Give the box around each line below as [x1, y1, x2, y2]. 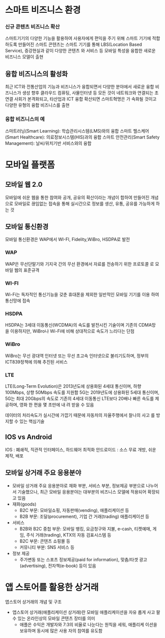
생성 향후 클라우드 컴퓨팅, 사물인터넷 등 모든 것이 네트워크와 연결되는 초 [22, 90, 159, 96]
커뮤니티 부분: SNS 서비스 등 [19, 544, 75, 550]
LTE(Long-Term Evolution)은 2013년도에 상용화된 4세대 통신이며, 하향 [5, 383, 141, 389]
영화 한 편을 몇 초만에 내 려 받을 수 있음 [19, 402, 95, 407]
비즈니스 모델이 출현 [5, 54, 43, 60]
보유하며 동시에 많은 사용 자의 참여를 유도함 [19, 628, 102, 634]
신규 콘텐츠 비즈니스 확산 [5, 23, 60, 30]
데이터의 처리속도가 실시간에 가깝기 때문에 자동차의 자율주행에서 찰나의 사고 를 [5, 412, 155, 418]
